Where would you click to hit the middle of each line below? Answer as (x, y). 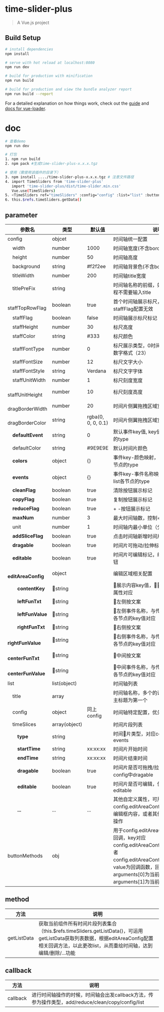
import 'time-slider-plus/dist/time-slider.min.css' (66, 186)
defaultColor (27, 448)
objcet (59, 239)
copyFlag (23, 499)
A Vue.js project (33, 22)
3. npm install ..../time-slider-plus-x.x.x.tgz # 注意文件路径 (70, 177)
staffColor (24, 336)
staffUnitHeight (25, 395)
